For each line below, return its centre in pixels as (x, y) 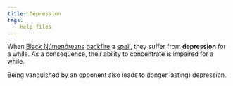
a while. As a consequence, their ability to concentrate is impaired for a (111, 54)
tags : (15, 20)
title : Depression (34, 14)
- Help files (33, 27)
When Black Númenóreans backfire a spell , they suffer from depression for (117, 47)
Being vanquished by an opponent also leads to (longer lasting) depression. (117, 75)
